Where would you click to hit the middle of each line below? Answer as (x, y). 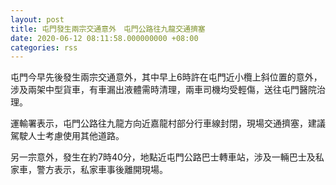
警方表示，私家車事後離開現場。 (102, 170)
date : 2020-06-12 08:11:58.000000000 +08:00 (104, 38)
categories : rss (44, 47)
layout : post (37, 19)
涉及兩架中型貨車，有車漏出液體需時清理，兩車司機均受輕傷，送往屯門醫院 (163, 90)
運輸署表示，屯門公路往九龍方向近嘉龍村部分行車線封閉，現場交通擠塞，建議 (168, 123)
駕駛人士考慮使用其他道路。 (67, 136)
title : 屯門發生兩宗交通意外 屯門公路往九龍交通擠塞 (108, 29)
